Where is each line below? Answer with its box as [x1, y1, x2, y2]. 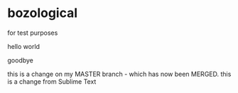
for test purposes [7, 28, 58, 37]
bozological [7, 5, 78, 21]
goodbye [7, 55, 34, 65]
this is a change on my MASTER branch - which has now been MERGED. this [7, 70, 232, 78]
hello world [7, 42, 40, 50]
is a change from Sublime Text [7, 77, 97, 86]
